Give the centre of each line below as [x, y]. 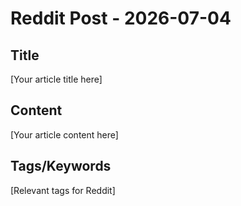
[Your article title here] [56, 79]
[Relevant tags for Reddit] [63, 190]
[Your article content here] [64, 134]
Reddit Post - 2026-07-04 [121, 18]
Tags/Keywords [61, 166]
